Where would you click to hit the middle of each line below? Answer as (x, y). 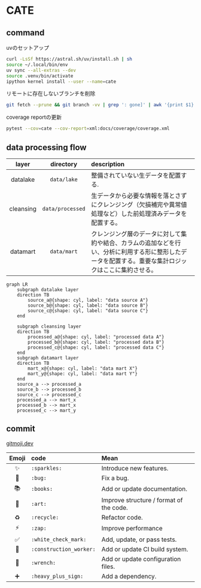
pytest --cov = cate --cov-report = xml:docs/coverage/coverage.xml (88, 129)
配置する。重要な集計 (139, 260)
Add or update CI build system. (145, 549)
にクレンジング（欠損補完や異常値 (139, 205)
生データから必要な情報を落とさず (139, 196)
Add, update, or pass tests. (139, 539)
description (108, 164)
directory (64, 164)
